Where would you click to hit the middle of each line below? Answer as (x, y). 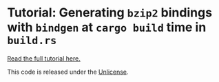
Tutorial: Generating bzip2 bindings (109, 13)
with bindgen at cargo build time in (107, 27)
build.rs (32, 41)
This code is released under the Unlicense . (68, 72)
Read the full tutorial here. (44, 58)
